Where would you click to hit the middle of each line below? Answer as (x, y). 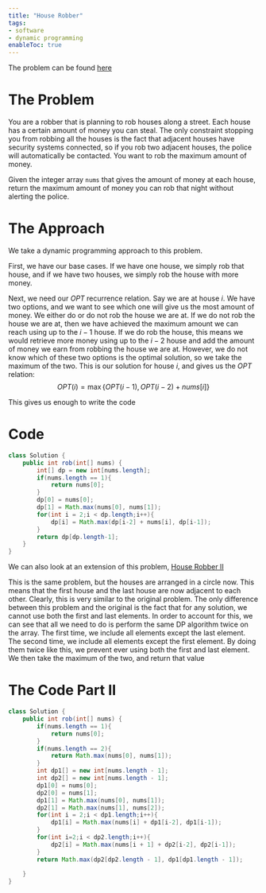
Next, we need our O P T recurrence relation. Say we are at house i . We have (132, 298)
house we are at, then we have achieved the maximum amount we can (123, 324)
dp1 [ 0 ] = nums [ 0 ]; (67, 785)
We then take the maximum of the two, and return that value (106, 658)
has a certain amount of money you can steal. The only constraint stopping (131, 130)
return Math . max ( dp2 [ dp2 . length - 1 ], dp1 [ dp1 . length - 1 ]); (140, 860)
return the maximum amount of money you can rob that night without (121, 188)
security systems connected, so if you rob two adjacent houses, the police (130, 147)
